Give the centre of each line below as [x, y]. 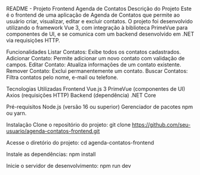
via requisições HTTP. [33, 40]
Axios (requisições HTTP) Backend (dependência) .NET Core [81, 95]
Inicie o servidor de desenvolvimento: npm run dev [69, 166]
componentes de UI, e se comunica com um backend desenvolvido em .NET [100, 34]
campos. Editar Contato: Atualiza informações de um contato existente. [94, 65]
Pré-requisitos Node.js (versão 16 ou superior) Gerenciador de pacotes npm [100, 107]
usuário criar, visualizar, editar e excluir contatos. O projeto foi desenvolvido [99, 21]
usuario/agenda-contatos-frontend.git [53, 131]
